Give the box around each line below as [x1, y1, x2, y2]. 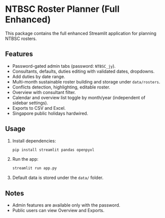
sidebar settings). [12, 100, 48, 106]
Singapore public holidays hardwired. [12, 110, 88, 116]
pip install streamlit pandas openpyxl [12, 147, 95, 152]
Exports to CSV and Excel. [12, 105, 66, 111]
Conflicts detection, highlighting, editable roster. [12, 84, 110, 90]
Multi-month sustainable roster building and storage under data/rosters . [12, 79, 161, 85]
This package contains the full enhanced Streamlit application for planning [5, 30, 157, 36]
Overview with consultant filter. [12, 89, 76, 95]
